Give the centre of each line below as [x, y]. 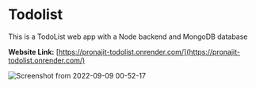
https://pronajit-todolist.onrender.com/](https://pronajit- [149, 52]
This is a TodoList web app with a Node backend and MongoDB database [128, 36]
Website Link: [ [34, 52]
